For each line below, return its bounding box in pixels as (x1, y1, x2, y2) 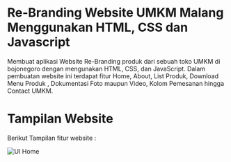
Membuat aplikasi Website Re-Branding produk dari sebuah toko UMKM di (7, 57, 221, 65)
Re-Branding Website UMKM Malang (7, 5, 224, 21)
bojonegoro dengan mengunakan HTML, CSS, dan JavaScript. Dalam (7, 64, 206, 73)
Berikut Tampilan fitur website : (7, 134, 97, 142)
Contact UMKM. (7, 87, 54, 95)
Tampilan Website (7, 111, 113, 127)
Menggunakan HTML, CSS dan (7, 19, 189, 35)
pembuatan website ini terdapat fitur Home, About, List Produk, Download (7, 71, 219, 80)
